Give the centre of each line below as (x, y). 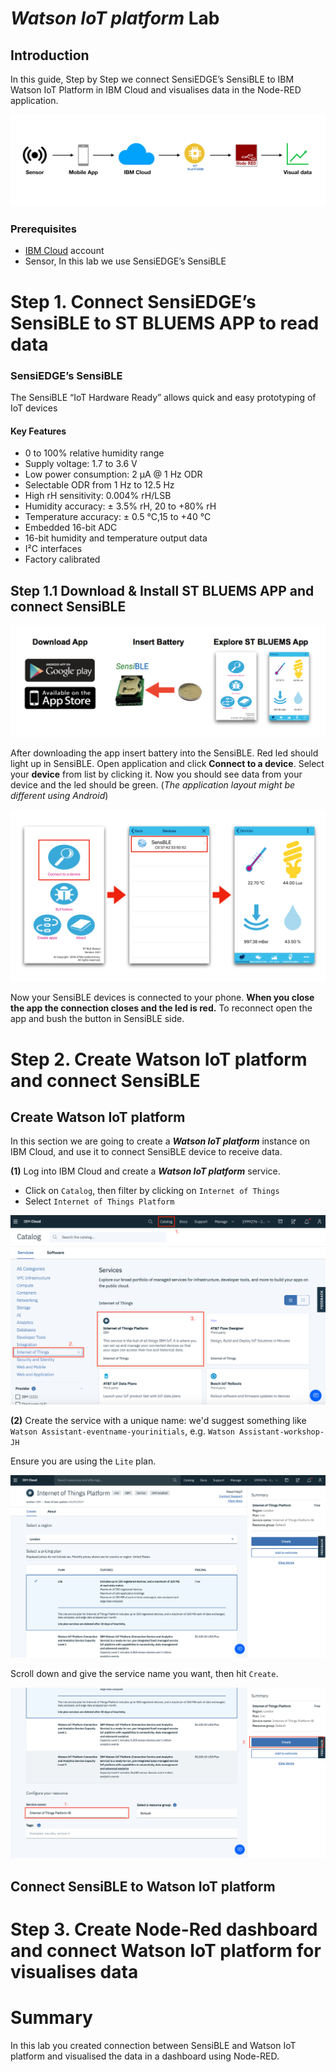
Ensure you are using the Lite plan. (83, 1461)
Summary (51, 2017)
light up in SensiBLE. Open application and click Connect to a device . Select (167, 763)
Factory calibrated (62, 559)
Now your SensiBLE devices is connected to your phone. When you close (162, 998)
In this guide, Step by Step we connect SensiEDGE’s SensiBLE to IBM (152, 79)
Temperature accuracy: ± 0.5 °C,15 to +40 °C (118, 517)
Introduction (50, 55)
